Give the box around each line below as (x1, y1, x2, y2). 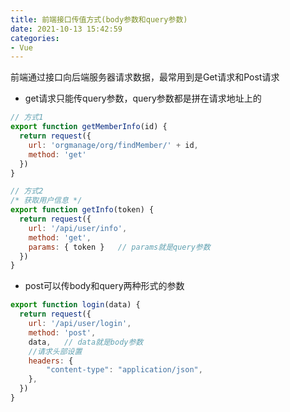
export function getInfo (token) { (10, 205, 155, 215)
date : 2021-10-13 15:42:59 (10, 24, 123, 34)
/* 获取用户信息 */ (10, 196, 83, 206)
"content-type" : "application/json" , (46, 365, 203, 375)
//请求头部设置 (28, 346, 83, 356)
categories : (10, 33, 60, 43)
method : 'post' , (28, 327, 97, 338)
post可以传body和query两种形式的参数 (24, 280, 185, 292)
